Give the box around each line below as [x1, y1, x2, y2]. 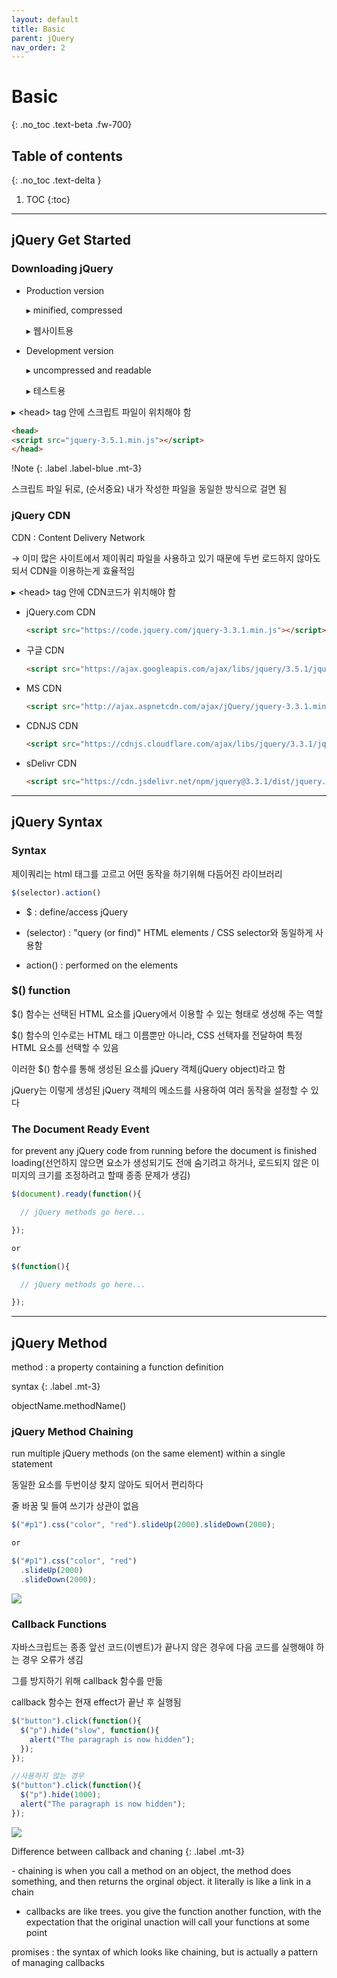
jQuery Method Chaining [11, 1425, 134, 1438]
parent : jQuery [11, 33, 75, 43]
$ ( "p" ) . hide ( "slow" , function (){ [20, 1725, 160, 1735]
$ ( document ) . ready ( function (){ [11, 1189, 142, 1200]
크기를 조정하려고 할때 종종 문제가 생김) [37, 1169, 191, 1181]
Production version [25, 284, 105, 296]
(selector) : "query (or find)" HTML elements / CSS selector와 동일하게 [25, 926, 314, 938]
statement [11, 1458, 53, 1470]
